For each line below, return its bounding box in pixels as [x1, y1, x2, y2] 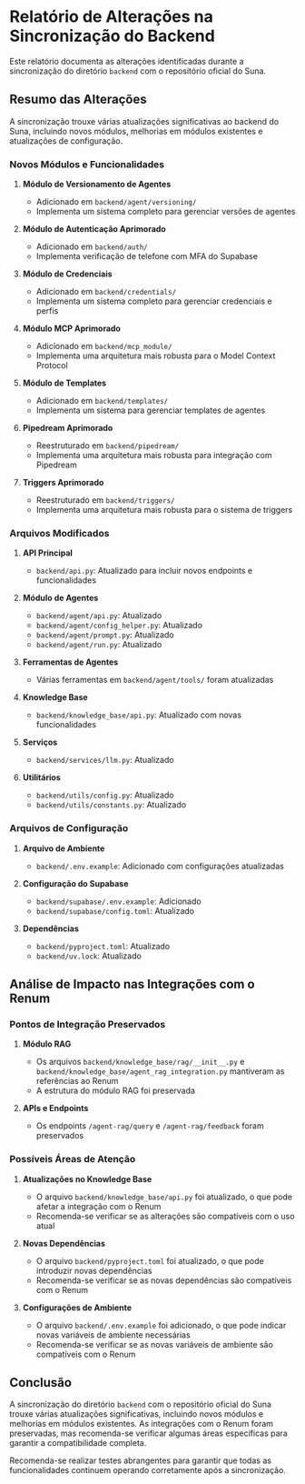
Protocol [35, 360, 68, 371]
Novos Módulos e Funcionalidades [9, 157, 165, 170]
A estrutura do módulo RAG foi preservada [35, 1085, 195, 1097]
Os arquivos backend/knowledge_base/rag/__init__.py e [35, 1057, 245, 1068]
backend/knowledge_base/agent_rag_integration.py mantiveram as [35, 1066, 285, 1077]
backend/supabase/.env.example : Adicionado [35, 896, 202, 907]
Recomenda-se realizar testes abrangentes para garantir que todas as [9, 1455, 272, 1466]
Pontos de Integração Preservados [9, 1018, 166, 1030]
